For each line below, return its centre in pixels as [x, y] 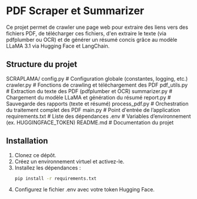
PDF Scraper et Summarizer [75, 11]
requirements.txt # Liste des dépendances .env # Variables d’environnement [98, 116]
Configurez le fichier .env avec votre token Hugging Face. [84, 190]
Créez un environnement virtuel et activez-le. [69, 161]
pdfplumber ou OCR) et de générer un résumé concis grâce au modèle [92, 39]
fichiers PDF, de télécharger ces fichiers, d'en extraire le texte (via [86, 33]
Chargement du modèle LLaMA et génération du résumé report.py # [89, 97]
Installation [27, 141]
